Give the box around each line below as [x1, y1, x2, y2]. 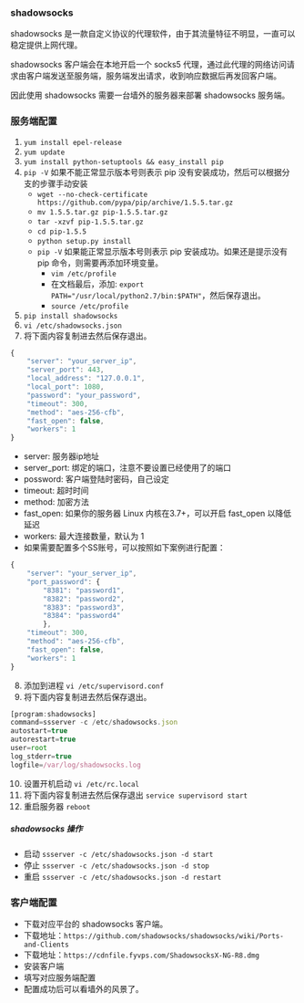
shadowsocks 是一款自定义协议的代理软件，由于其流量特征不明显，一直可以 [10, 28, 296, 39]
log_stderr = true [10, 751, 72, 761]
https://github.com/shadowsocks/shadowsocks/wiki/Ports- [63, 931, 285, 941]
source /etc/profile [50, 301, 129, 311]
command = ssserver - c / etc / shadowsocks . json [10, 718, 178, 727]
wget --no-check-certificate [36, 190, 148, 199]
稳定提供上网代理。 [10, 39, 83, 51]
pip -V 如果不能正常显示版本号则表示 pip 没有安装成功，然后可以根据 [23, 166, 283, 177]
